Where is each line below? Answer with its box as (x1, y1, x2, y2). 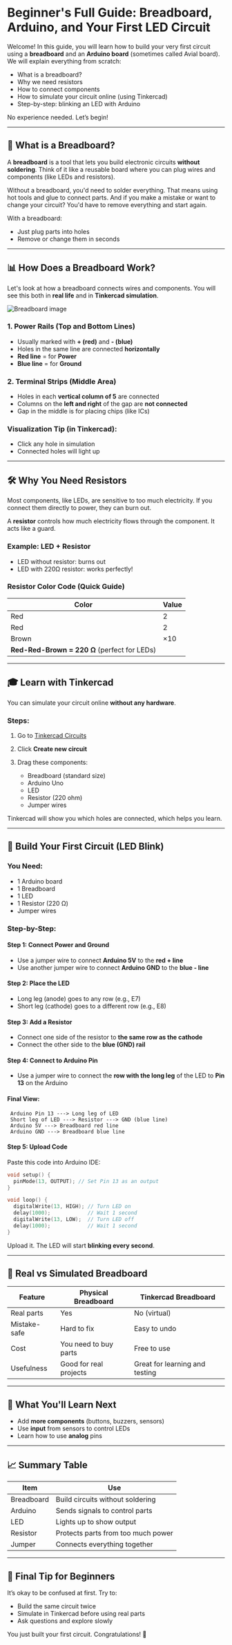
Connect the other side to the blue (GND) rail (17, 1040, 146, 1049)
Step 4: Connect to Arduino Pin (7, 1056, 98, 1064)
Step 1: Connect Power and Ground (7, 941, 110, 949)
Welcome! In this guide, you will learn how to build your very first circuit (7, 42, 211, 50)
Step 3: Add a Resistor (7, 1018, 72, 1026)
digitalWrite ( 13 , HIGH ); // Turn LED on (13, 1203, 131, 1210)
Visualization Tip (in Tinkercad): (7, 425, 117, 434)
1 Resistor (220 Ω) (17, 899, 69, 907)
